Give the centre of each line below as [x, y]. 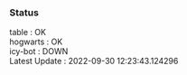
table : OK [28, 33]
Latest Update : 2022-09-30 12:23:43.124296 [94, 61]
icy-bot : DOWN [39, 52]
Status [24, 13]
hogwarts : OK [36, 42]
